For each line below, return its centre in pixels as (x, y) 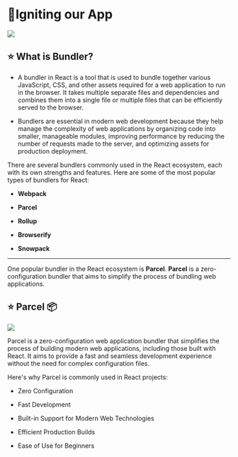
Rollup (27, 221)
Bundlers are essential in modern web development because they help (120, 121)
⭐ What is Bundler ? (50, 57)
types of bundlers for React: (49, 180)
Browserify (34, 235)
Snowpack (34, 248)
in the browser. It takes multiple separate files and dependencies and (118, 92)
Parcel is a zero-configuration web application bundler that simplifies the (113, 341)
